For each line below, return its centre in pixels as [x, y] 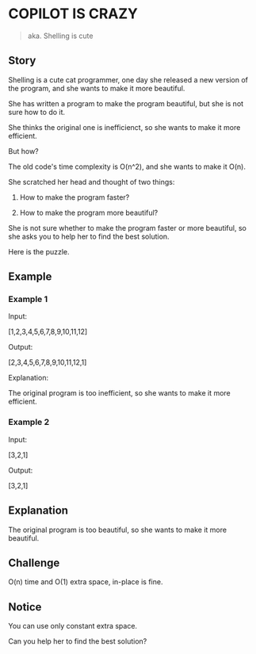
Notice [25, 607]
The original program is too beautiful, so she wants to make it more [118, 530]
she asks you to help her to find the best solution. [89, 236]
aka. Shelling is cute [60, 36]
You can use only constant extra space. [73, 626]
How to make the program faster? [75, 197]
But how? [23, 151]
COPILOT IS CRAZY [73, 14]
